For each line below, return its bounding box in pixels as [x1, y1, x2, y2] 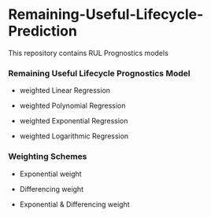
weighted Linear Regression [19, 86, 111, 95]
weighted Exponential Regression [19, 116, 128, 126]
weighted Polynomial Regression [19, 101, 126, 111]
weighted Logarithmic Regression [19, 131, 129, 141]
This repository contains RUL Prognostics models [8, 48, 169, 57]
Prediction [8, 22, 77, 40]
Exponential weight [19, 169, 82, 178]
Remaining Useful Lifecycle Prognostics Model [8, 68, 191, 79]
